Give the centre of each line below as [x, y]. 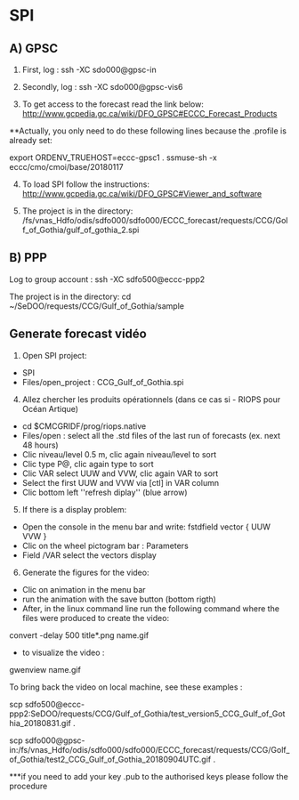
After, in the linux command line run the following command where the [151, 608]
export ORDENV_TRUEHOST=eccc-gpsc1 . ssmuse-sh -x [113, 158]
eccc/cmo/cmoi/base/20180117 [67, 167]
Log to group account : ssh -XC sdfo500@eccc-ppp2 [107, 279]
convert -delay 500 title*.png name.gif [79, 635]
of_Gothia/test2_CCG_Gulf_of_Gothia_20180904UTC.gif [110, 759]
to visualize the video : [63, 652]
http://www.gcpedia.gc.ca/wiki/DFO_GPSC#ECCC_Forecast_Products [149, 113]
